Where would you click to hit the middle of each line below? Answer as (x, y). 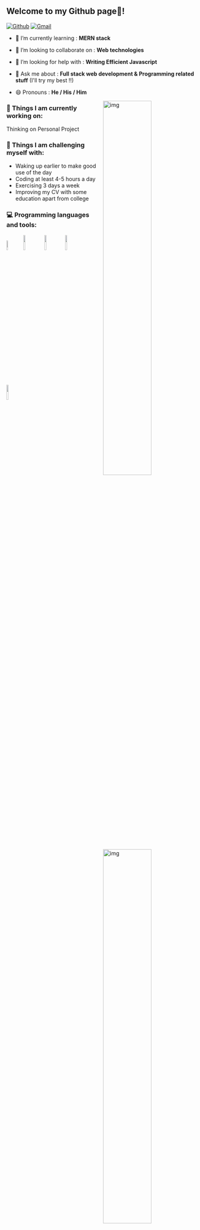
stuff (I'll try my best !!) (44, 80)
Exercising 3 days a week (47, 185)
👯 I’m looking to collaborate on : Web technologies (79, 50)
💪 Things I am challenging (45, 145)
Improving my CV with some (51, 192)
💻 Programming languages (48, 215)
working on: (25, 115)
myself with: (25, 153)
